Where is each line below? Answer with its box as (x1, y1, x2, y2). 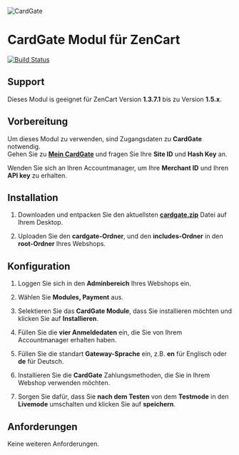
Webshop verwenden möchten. (17, 379, 111, 387)
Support (7, 76, 45, 88)
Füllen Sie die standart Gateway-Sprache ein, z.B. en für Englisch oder (17, 349, 227, 358)
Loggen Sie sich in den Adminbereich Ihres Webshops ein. (17, 279, 191, 288)
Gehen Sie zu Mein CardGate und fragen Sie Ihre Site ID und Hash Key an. (7, 150, 228, 158)
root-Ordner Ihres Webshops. (17, 240, 106, 248)
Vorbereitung (7, 116, 68, 128)
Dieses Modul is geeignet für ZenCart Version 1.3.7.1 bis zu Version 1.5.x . (7, 95, 223, 103)
